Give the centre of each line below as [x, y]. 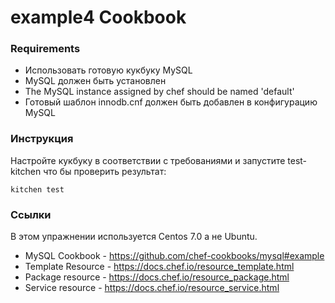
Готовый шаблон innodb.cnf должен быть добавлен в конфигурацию [171, 102]
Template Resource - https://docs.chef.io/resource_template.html [159, 267]
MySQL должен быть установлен [95, 81]
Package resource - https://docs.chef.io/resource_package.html [157, 277]
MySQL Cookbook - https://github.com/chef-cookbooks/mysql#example [174, 256]
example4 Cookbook [98, 17]
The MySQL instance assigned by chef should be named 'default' [159, 92]
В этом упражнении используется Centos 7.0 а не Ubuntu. [134, 237]
